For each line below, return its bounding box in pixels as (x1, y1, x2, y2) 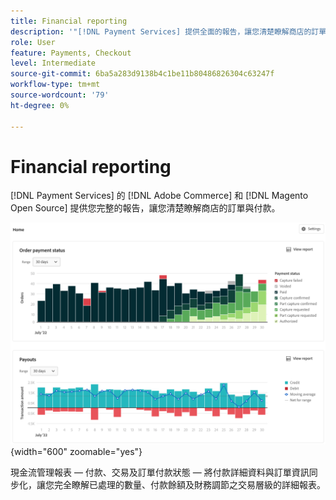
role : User (10, 37, 56, 47)
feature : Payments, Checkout (10, 48, 132, 58)
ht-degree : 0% (10, 100, 70, 110)
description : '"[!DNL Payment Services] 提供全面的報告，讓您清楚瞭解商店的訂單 (10, 26, 327, 37)
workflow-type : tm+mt (10, 80, 101, 90)
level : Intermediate (10, 58, 97, 69)
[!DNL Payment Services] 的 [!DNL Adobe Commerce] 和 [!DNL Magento (10, 190, 309, 202)
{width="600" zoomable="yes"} (10, 445, 143, 457)
